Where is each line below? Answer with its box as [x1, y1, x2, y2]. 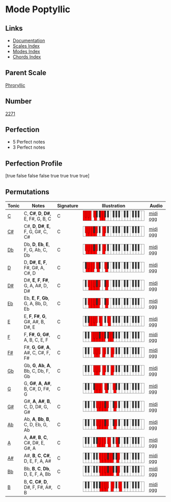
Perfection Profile [5, 159, 63, 168]
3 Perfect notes [12, 144, 46, 150]
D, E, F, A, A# [23, 458, 51, 464]
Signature [56, 202, 79, 209]
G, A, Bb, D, [23, 301, 48, 307]
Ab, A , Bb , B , [23, 416, 50, 422]
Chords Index [12, 54, 41, 60]
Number [5, 97, 32, 106]
